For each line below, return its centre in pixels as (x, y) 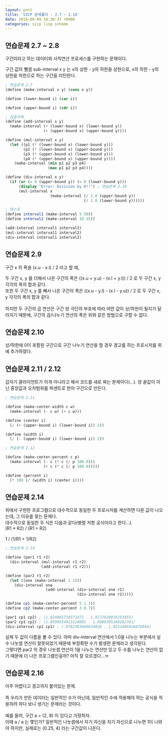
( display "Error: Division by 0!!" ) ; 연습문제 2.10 (72, 187)
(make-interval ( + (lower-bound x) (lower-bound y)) (66, 126)
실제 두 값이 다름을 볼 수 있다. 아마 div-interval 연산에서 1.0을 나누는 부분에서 (80, 637)
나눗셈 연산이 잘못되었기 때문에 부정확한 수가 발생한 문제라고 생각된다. (78, 643)
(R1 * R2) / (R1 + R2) (26, 528)
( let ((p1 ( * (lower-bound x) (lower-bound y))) (61, 145)
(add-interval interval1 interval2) (43, 228)
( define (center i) (26, 420)
